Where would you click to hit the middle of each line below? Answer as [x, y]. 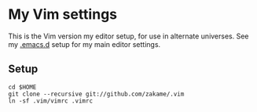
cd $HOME [22, 87]
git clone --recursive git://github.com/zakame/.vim [96, 94]
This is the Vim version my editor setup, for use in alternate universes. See [128, 36]
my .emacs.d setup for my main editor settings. [84, 44]
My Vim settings [63, 14]
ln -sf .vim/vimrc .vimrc [50, 101]
